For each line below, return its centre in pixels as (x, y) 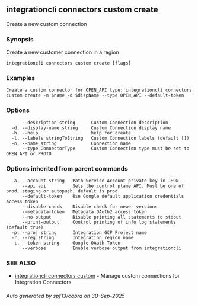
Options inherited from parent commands (67, 168)
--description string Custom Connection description (95, 123)
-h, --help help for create (71, 133)
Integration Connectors (43, 282)
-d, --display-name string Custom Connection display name (91, 128)
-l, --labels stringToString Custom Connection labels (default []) (100, 138)
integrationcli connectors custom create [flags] (69, 63)
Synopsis (20, 39)
